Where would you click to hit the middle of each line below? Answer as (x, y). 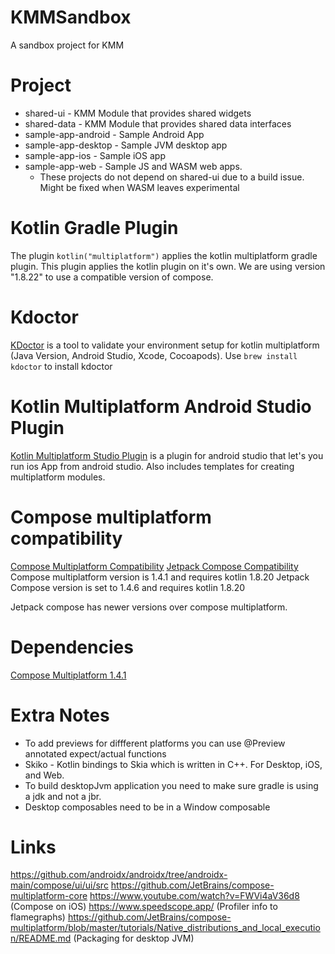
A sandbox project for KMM (67, 45)
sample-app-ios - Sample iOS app (95, 155)
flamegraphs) (38, 917)
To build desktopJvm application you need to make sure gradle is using (171, 785)
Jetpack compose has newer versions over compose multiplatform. (149, 607)
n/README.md (41, 938)
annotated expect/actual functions (95, 753)
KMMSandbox (71, 17)
